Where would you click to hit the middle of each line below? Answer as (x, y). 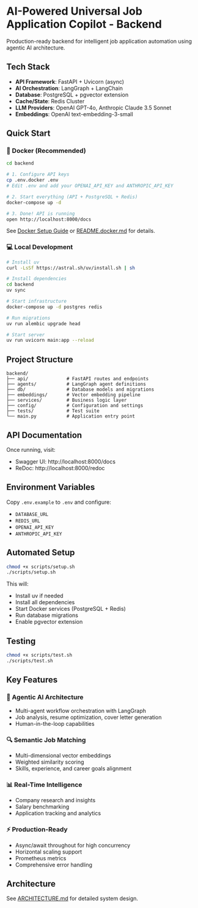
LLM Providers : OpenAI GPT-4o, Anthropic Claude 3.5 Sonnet (93, 108)
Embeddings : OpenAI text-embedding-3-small (74, 114)
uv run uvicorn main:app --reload (50, 341)
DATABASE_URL (32, 514)
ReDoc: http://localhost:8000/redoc (60, 468)
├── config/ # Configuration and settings (75, 406)
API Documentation (44, 435)
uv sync (16, 290)
